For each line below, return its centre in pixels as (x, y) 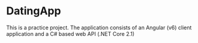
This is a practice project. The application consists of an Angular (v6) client (99, 27)
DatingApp (34, 11)
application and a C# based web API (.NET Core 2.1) (70, 33)
